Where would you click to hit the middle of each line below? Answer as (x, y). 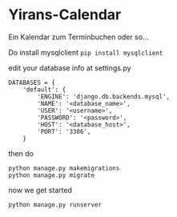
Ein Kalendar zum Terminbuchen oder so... (79, 37)
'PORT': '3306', (64, 131)
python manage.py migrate (51, 175)
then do (21, 153)
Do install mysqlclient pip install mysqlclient (86, 52)
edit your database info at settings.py (70, 68)
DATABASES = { (32, 82)
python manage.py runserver (55, 205)
